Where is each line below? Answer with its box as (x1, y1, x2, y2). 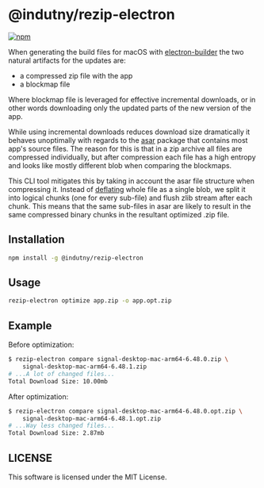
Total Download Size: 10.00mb (8, 377, 109, 386)
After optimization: (8, 391, 69, 402)
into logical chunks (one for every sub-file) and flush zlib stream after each (8, 193, 253, 202)
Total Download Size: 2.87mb (8, 429, 105, 437)
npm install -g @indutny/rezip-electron (8, 254, 144, 262)
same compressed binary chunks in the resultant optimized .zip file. (8, 209, 230, 219)
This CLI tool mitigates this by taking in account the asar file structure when (8, 176, 255, 186)
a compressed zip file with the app (19, 71, 133, 80)
